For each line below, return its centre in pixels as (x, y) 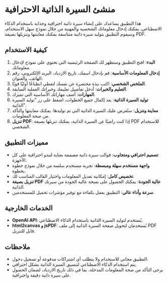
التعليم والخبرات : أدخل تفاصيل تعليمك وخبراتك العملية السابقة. (70, 89)
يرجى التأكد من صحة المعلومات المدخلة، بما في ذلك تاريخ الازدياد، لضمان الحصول (88, 270)
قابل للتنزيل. (24, 231)
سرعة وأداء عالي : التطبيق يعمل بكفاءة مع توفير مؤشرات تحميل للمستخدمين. (83, 192)
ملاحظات (18, 247)
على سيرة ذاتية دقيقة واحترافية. (41, 275)
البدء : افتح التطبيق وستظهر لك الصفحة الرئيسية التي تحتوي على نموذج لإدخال (83, 62)
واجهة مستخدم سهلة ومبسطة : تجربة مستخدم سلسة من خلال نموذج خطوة (81, 165)
